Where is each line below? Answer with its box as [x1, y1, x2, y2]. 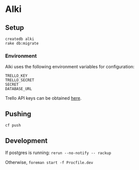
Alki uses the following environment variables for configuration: [5, 64, 135, 70]
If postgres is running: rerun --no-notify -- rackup [5, 150, 112, 156]
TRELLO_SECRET [5, 78, 35, 83]
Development [5, 136, 48, 145]
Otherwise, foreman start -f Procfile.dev [5, 159, 93, 165]
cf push [5, 123, 21, 128]
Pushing [5, 110, 31, 118]
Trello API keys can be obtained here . [5, 95, 82, 101]
